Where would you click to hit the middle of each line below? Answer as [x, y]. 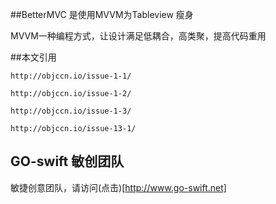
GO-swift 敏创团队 [67, 161]
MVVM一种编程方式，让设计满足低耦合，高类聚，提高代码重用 [138, 36]
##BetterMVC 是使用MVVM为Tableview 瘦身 [102, 14]
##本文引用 [33, 57]
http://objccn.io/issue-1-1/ [71, 76]
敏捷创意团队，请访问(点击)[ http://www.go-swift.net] [118, 187]
